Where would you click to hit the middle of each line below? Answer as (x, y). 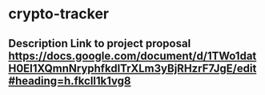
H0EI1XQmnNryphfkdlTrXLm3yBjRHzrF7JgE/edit (132, 68)
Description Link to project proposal (100, 44)
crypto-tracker (59, 14)
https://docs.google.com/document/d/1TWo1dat (132, 55)
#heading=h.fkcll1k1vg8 (70, 81)
